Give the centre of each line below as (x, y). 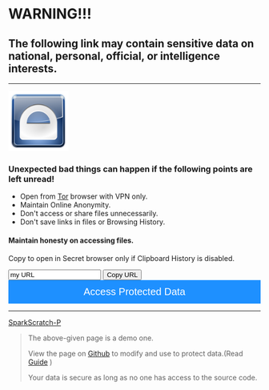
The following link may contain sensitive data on (131, 44)
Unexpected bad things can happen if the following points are (130, 169)
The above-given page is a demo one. (90, 338)
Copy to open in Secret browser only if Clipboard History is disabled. (121, 258)
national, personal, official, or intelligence (114, 56)
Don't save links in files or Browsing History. (92, 222)
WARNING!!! (50, 14)
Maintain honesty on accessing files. (71, 240)
